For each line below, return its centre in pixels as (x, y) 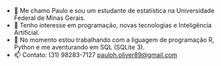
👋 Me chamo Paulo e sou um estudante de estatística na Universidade (114, 11)
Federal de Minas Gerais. (49, 18)
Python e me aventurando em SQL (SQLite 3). (79, 47)
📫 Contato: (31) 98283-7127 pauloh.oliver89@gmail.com (96, 55)
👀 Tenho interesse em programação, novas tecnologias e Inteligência (113, 25)
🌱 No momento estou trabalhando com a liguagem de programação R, (114, 40)
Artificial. (27, 32)
